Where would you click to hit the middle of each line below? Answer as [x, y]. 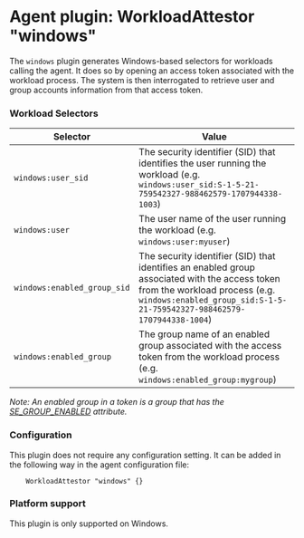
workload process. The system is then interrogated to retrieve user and [142, 80]
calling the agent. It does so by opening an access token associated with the [152, 71]
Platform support [47, 504]
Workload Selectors [54, 113]
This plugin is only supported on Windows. [89, 524]
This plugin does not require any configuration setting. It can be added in [145, 455]
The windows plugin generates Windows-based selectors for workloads [141, 61]
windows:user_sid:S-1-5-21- [199, 185]
